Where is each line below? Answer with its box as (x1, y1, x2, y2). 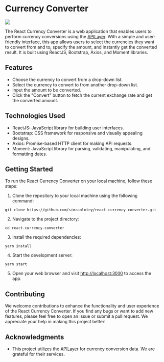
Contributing (5, 290, 45, 298)
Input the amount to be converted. (12, 87, 82, 93)
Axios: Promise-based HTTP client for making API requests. (12, 140, 133, 146)
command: (12, 198, 34, 204)
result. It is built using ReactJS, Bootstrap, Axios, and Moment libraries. (5, 49, 148, 55)
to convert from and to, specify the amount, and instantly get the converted (5, 44, 157, 50)
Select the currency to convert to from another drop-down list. (12, 82, 139, 87)
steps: (5, 183, 18, 189)
